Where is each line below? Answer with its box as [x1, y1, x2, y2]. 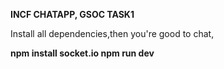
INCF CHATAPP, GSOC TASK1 [10, 9, 135, 20]
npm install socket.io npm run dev [10, 47, 155, 59]
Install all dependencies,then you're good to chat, [10, 28, 215, 39]
